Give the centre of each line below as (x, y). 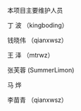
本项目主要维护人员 (35, 10)
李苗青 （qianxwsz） (38, 100)
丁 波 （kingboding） (38, 25)
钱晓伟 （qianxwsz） (38, 40)
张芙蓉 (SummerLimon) (41, 70)
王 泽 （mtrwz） (31, 55)
